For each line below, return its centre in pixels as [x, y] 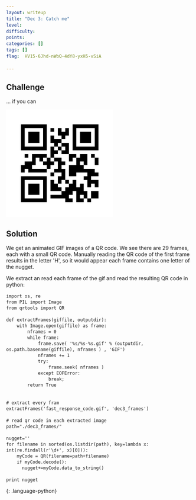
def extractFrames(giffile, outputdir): [57, 320]
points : [16, 38]
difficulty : [21, 31]
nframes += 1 [53, 355]
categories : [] [25, 44]
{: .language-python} [32, 491]
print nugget [22, 480]
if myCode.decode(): [42, 462]
